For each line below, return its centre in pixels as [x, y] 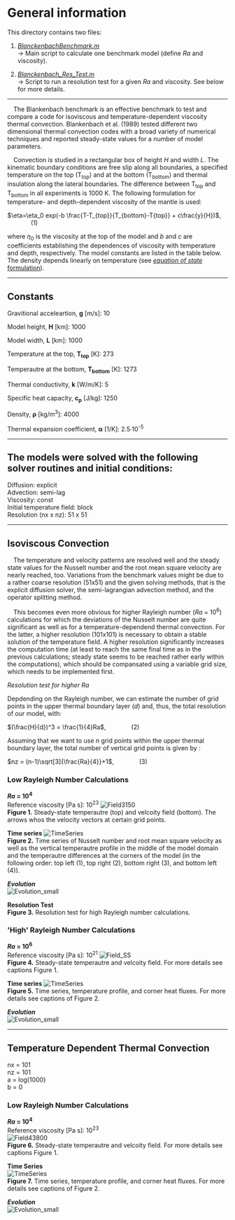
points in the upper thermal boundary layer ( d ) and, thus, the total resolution [116, 706]
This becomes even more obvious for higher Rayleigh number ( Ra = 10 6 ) [118, 611]
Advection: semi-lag [36, 493]
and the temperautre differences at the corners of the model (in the [104, 855]
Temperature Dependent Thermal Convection [108, 1048]
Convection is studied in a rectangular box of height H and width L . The [116, 159]
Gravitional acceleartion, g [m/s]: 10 [59, 313]
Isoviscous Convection [58, 543]
